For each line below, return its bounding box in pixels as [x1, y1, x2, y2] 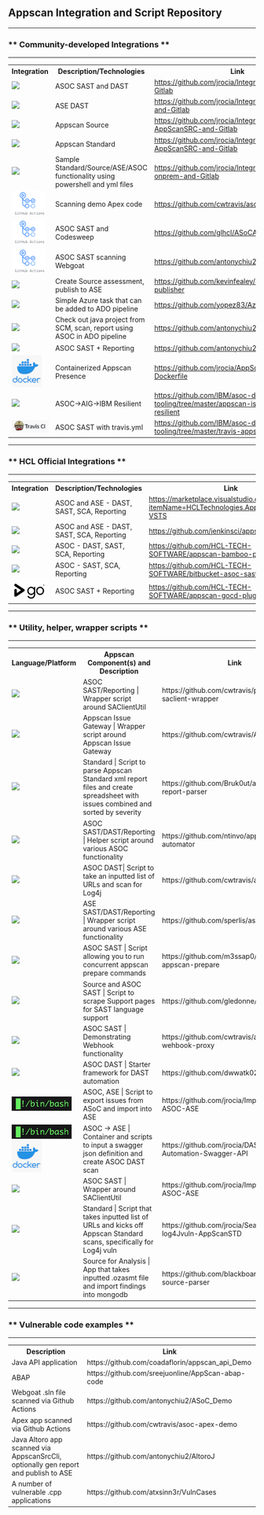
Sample [54, 154, 80, 164]
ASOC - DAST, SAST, [54, 541, 125, 551]
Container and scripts [82, 1132, 153, 1141]
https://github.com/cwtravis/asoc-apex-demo [86, 1420, 238, 1429]
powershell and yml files [54, 179, 134, 189]
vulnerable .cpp [11, 1487, 62, 1497]
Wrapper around [82, 1184, 136, 1194]
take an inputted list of [82, 871, 155, 880]
